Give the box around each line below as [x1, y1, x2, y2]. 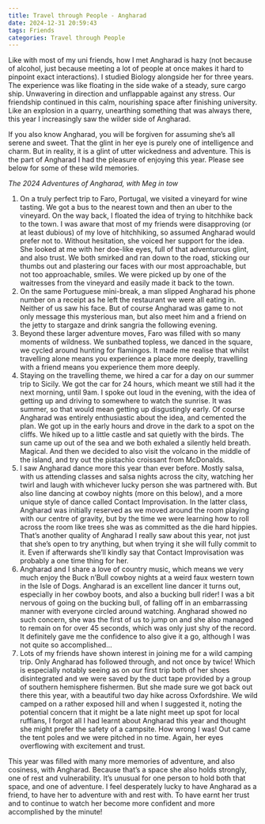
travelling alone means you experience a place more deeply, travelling [19, 354, 248, 364]
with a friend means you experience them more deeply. [19, 362, 200, 372]
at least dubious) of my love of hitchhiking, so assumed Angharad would [19, 227, 256, 238]
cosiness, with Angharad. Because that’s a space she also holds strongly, [8, 765, 248, 775]
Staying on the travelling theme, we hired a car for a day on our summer [19, 371, 255, 380]
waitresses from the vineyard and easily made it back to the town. [19, 278, 235, 288]
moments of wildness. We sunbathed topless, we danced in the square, [19, 338, 253, 347]
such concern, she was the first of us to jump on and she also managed [19, 615, 254, 624]
